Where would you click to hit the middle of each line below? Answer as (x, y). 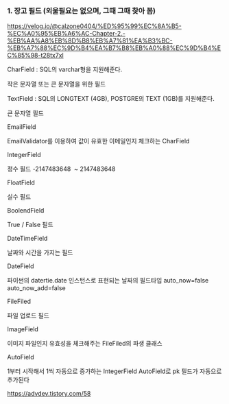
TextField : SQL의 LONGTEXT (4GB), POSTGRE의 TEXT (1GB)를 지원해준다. (111, 99)
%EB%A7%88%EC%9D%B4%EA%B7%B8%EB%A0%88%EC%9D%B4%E (114, 48)
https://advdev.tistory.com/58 (49, 394)
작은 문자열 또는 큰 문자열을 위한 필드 (57, 84)
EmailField (22, 127)
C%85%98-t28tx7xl (35, 56)
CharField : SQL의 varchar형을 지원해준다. (65, 69)
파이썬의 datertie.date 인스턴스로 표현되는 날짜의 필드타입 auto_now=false (108, 281)
